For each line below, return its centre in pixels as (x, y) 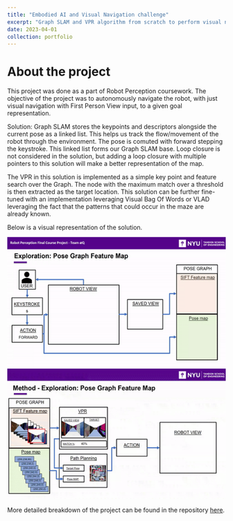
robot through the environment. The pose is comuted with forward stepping (115, 142)
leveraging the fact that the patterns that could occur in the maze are (106, 207)
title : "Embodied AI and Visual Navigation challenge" (88, 15)
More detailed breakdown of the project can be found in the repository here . (116, 510)
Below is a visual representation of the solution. (75, 228)
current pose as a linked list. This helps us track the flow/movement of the (113, 134)
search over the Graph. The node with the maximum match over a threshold (115, 185)
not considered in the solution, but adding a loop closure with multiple (107, 156)
